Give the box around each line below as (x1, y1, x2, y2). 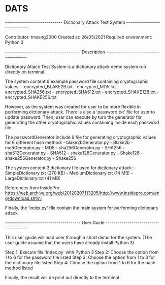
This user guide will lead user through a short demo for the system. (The (5, 234, 152, 240)
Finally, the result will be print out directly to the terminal (5, 274, 119, 280)
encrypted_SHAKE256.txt (5, 94, 57, 100)
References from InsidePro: (5, 184, 61, 190)
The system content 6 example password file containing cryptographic (5, 78, 149, 84)
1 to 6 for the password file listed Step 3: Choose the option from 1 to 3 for (5, 254, 155, 260)
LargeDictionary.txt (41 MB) (5, 175, 61, 181)
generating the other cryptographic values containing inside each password (5, 119, 159, 125)
